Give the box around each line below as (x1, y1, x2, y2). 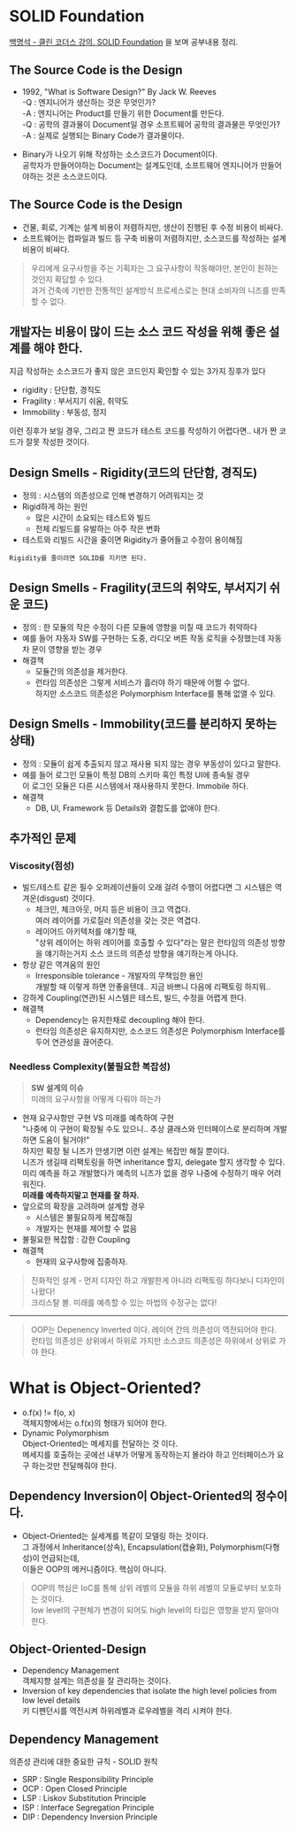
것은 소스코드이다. (45, 171, 108, 181)
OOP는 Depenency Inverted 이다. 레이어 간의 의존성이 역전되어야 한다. (30, 1324, 277, 1335)
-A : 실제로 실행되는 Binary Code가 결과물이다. (21, 130, 185, 141)
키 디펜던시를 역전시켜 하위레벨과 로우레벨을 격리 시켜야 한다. (21, 1705, 232, 1716)
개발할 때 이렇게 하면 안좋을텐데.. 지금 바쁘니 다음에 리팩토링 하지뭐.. (34, 981, 271, 992)
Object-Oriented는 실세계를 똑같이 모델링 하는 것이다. (21, 1530, 209, 1541)
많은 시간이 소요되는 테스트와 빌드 (34, 512, 152, 523)
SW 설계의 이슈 (30, 1082, 84, 1093)
